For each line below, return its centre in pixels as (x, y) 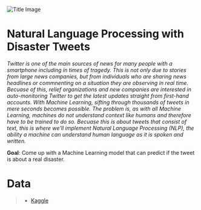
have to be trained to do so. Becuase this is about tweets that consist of (97, 121)
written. (16, 141)
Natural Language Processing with (95, 34)
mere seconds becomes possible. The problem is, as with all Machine (94, 109)
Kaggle (40, 200)
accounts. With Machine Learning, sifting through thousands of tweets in (98, 102)
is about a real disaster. (36, 159)
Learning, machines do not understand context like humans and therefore (99, 115)
